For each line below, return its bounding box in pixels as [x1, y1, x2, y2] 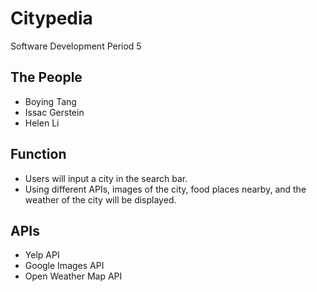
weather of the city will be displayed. [24, 193, 177, 206]
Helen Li [24, 117, 60, 129]
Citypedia [10, 7, 93, 30]
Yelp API [24, 249, 60, 261]
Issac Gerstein [24, 106, 85, 118]
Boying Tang [24, 95, 77, 107]
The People [10, 69, 83, 86]
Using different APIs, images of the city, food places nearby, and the [24, 183, 307, 195]
